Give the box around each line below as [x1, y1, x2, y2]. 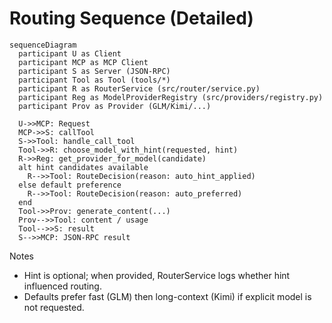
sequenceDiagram [9, 40, 77, 50]
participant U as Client [18, 48, 122, 59]
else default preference [18, 180, 122, 190]
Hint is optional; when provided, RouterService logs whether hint [23, 269, 291, 281]
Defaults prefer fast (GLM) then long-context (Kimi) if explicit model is [23, 290, 312, 302]
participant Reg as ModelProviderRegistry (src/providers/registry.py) [18, 92, 324, 102]
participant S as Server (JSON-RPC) [18, 66, 171, 76]
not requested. [23, 301, 85, 313]
